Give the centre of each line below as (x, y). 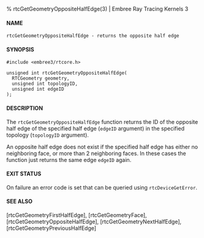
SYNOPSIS (21, 49)
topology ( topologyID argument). (47, 135)
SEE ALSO (19, 201)
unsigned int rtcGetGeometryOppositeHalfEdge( (67, 73)
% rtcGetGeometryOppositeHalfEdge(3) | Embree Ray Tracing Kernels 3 (97, 9)
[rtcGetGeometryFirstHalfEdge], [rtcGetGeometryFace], (77, 215)
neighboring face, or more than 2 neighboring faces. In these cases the (96, 153)
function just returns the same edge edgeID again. (69, 159)
